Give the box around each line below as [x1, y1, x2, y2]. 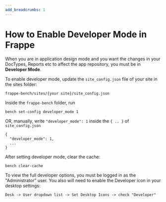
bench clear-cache [5, 163, 43, 168]
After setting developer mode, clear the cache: [5, 154, 101, 160]
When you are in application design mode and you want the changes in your [5, 56, 161, 62]
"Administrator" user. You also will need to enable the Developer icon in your [5, 177, 161, 183]
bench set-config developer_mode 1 [5, 109, 79, 114]
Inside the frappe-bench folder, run [5, 100, 75, 105]
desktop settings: [5, 183, 41, 189]
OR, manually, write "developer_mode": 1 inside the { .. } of [5, 118, 129, 124]
